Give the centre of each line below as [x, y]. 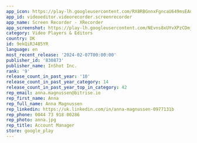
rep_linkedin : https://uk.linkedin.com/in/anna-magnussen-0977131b [90, 109]
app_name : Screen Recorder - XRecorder [55, 22]
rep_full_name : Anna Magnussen [44, 104]
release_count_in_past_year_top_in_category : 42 [67, 88]
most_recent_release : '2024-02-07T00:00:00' [61, 55]
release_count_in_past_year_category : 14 [57, 82]
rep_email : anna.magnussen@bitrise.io [53, 93]
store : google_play [30, 131]
